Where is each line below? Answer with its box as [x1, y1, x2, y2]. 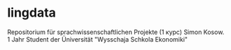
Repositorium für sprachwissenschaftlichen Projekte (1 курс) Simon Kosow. [7, 28, 225, 36]
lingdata [7, 5, 56, 21]
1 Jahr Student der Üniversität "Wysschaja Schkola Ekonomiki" [7, 35, 188, 43]
